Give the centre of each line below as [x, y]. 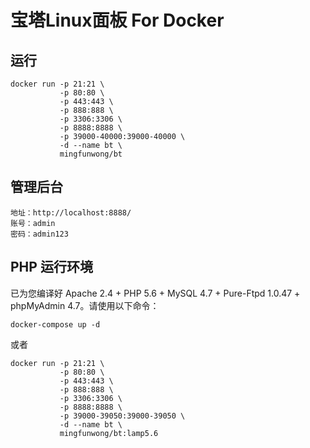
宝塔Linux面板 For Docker [117, 20]
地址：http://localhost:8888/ [71, 212]
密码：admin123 [39, 234]
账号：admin [33, 223]
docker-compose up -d [55, 324]
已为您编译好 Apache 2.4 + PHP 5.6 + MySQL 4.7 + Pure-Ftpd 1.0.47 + [155, 293]
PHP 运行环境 [51, 267]
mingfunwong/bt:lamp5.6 [109, 433]
